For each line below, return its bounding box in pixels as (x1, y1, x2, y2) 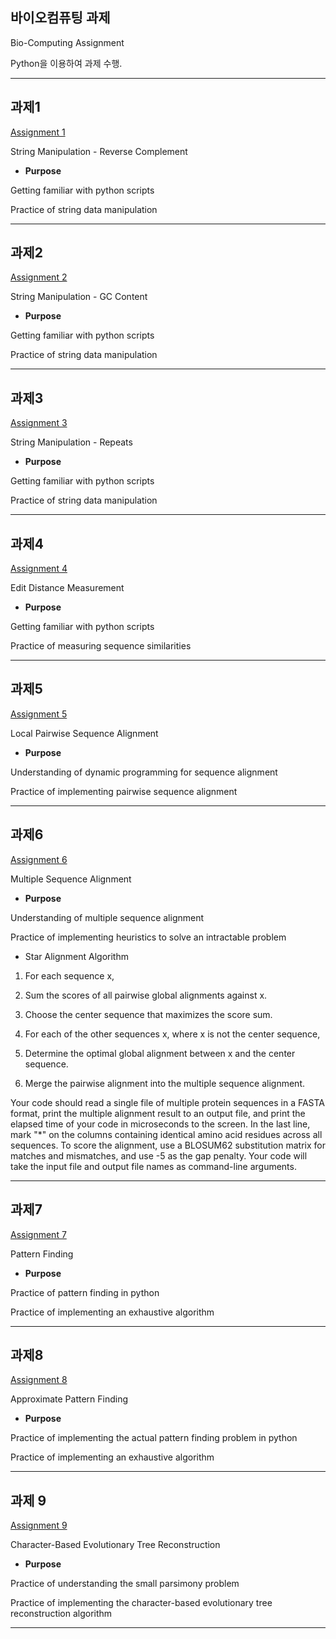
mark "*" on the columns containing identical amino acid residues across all (10, 1128, 323, 1140)
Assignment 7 (10, 1228, 67, 1240)
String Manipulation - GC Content (10, 291, 148, 303)
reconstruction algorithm (10, 1608, 113, 1620)
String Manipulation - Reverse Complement (10, 145, 188, 157)
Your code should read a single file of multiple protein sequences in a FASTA (10, 1096, 326, 1108)
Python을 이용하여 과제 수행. (10, 57, 123, 69)
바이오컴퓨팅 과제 (10, 9, 111, 27)
